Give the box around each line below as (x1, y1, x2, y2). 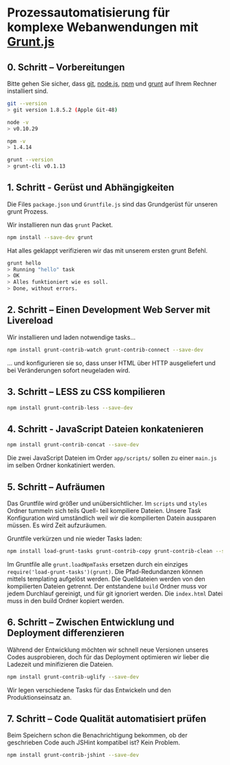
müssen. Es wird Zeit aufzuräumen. (7, 521, 107, 529)
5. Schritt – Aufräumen (7, 481, 105, 492)
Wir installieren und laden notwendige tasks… (7, 333, 136, 341)
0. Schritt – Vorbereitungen (7, 61, 125, 73)
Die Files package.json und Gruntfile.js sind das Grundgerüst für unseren (7, 200, 218, 208)
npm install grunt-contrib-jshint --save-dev (7, 752, 139, 759)
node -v (7, 119, 29, 126)
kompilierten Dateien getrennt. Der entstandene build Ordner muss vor (7, 582, 207, 590)
